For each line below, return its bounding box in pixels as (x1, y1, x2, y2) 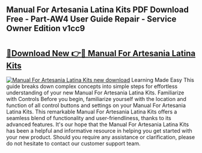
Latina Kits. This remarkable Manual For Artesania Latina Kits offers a (6, 108, 177, 115)
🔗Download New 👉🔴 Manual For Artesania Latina (6, 48, 196, 59)
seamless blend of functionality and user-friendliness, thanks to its (6, 115, 171, 121)
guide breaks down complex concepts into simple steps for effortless (6, 83, 178, 90)
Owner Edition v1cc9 (6, 23, 85, 33)
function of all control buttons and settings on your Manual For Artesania (6, 102, 186, 109)
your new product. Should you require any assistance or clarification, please (6, 134, 195, 140)
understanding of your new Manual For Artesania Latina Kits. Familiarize (6, 89, 185, 96)
